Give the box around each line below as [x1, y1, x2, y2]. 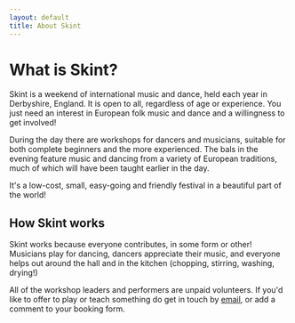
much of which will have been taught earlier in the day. [9, 163, 210, 174]
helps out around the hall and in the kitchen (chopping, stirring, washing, [9, 258, 275, 269]
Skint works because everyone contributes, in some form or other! [9, 239, 252, 250]
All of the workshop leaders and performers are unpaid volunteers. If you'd [9, 285, 283, 295]
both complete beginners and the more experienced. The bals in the [9, 144, 259, 155]
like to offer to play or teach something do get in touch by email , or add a [9, 295, 275, 305]
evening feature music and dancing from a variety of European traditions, [9, 153, 278, 165]
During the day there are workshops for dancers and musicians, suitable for [9, 134, 286, 145]
